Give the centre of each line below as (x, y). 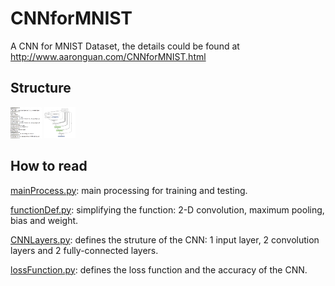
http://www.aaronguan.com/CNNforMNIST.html (108, 56)
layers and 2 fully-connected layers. (84, 250)
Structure (41, 88)
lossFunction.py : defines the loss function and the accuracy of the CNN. (159, 269)
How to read (49, 166)
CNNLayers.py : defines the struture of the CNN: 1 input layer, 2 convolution (165, 239)
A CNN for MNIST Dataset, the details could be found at (125, 46)
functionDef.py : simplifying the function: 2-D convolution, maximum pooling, (167, 209)
